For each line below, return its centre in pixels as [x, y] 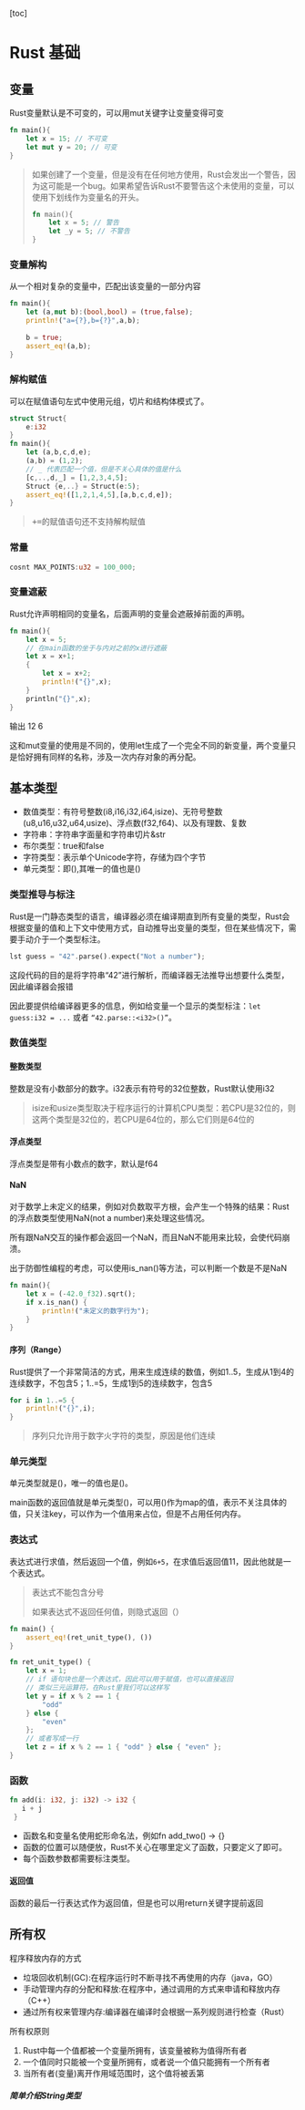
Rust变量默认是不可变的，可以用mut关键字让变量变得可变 [117, 113]
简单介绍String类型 [46, 2095]
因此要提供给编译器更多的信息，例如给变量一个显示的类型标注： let [135, 1006]
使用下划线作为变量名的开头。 [87, 197]
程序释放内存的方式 [46, 1958]
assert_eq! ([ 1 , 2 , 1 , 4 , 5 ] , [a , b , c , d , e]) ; [99, 495]
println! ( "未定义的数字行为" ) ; [96, 1311]
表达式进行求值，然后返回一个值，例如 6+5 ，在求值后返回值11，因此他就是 [147, 1561]
